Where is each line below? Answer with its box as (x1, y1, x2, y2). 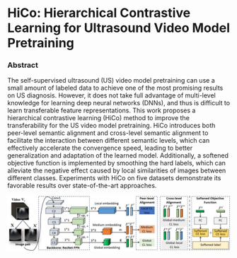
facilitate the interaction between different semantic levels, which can (7, 136, 210, 145)
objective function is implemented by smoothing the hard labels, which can (7, 159, 226, 168)
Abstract (7, 60, 39, 70)
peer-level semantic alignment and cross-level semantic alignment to (7, 129, 209, 137)
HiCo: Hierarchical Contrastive (7, 5, 191, 21)
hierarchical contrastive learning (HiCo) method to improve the (7, 114, 190, 122)
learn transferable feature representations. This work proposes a (7, 106, 196, 115)
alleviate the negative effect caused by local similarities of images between (7, 166, 226, 175)
